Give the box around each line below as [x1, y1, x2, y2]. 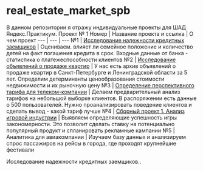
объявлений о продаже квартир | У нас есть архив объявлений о [6, 62, 176, 70]
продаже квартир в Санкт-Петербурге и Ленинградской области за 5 [6, 69, 188, 76]
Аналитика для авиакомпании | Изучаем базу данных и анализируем [6, 133, 187, 140]
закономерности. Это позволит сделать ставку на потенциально [6, 120, 175, 127]
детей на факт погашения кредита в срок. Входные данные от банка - [6, 49, 188, 56]
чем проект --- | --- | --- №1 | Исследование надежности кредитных [6, 36, 185, 44]
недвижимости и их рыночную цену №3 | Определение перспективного [6, 81, 194, 89]
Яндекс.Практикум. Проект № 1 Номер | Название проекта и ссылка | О [6, 30, 194, 37]
